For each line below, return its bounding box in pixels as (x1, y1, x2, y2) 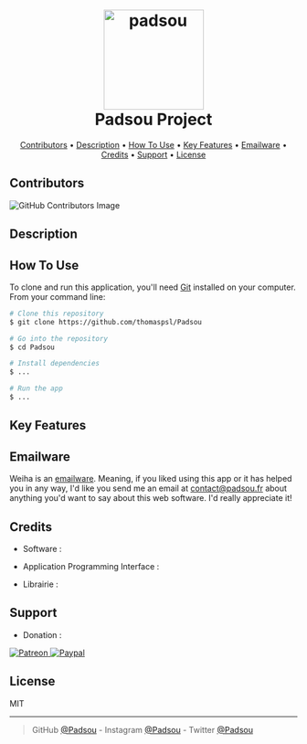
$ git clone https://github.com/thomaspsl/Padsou (9, 317, 203, 326)
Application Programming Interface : (22, 560, 160, 571)
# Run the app (9, 384, 64, 393)
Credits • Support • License (101, 149, 206, 160)
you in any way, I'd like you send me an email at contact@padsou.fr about (9, 483, 288, 494)
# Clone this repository (9, 309, 104, 318)
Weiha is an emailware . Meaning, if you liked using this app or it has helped (9, 473, 292, 484)
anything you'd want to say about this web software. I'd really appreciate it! (9, 493, 292, 504)
